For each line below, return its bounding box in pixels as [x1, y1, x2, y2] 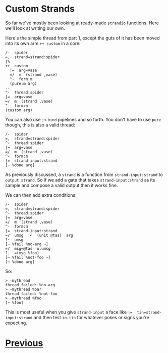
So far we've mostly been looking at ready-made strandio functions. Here [5, 20, 159, 26]
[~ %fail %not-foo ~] [5, 255, 51, 260]
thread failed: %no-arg [5, 282, 55, 287]
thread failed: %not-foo [5, 291, 58, 296]
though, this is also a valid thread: [5, 122, 76, 128]
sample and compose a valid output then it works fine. [5, 182, 118, 188]
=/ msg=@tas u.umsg [5, 246, 51, 251]
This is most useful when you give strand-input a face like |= [5, 309, 133, 315]
